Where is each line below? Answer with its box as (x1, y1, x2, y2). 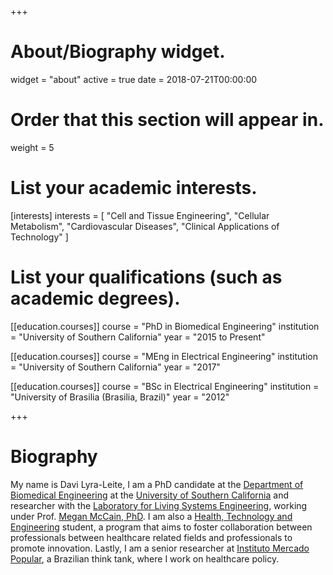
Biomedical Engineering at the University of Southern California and (10, 489, 289, 501)
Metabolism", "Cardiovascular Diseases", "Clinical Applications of (10, 220, 280, 232)
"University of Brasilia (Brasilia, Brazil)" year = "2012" (10, 391, 230, 403)
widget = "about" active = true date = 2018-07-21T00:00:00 (10, 73, 258, 85)
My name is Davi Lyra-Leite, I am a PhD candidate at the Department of (10, 478, 304, 490)
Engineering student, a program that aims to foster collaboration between (10, 521, 313, 533)
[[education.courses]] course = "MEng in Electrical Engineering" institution (10, 350, 318, 362)
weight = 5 (10, 141, 55, 153)
